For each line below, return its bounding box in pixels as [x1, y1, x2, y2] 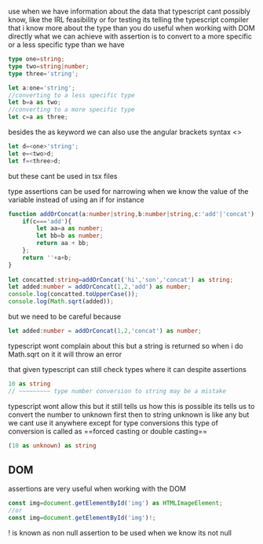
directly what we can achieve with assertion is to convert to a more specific [8, 31, 253, 41]
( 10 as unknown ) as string [8, 441, 97, 450]
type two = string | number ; [8, 62, 89, 70]
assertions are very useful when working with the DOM [8, 484, 187, 494]
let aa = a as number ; [36, 225, 104, 232]
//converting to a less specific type [8, 91, 135, 99]
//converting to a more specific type [8, 106, 135, 114]
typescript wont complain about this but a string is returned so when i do [8, 341, 243, 350]
